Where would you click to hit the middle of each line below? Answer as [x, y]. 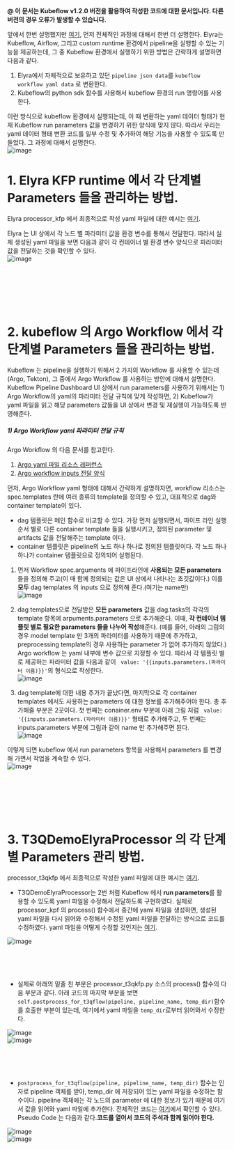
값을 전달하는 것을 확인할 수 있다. [52, 251]
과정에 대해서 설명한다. [65, 142]
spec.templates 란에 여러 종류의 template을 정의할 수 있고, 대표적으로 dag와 [112, 497]
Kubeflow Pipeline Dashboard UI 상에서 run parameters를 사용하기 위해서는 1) [116, 387]
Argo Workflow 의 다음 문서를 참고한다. [61, 449]
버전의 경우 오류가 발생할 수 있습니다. [57, 20]
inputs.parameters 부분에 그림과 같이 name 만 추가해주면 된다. [103, 727]
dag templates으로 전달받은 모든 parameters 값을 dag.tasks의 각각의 [113, 609]
